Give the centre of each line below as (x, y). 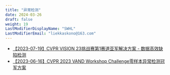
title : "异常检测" (23, 10)
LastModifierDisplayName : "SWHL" (40, 29)
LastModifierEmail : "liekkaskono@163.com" (51, 33)
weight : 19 (17, 24)
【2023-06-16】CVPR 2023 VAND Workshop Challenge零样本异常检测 (86, 61)
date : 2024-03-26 (24, 15)
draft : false (19, 19)
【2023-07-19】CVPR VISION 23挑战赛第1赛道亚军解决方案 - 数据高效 (86, 48)
